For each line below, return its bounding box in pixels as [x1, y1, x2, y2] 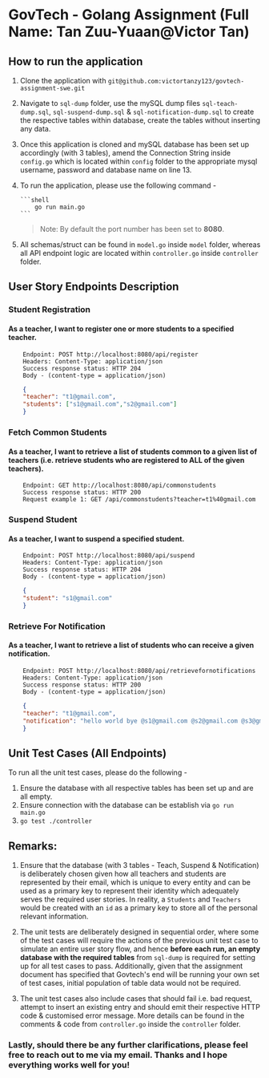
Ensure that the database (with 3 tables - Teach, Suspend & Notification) [19, 861, 259, 870]
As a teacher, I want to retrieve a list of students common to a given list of [8, 447, 258, 456]
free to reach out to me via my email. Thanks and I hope [8, 1049, 228, 1060]
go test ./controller [19, 817, 92, 825]
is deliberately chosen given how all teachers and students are [19, 869, 227, 879]
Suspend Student [8, 514, 78, 525]
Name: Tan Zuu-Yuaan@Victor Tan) [8, 22, 250, 41]
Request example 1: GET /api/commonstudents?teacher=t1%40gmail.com [22, 496, 256, 504]
